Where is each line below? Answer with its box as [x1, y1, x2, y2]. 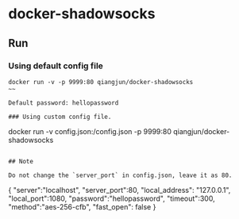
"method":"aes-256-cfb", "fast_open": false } [8, 202, 156, 211]
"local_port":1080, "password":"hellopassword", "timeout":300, [8, 194, 216, 203]
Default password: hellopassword [8, 98, 119, 107]
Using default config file [8, 60, 103, 71]
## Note [8, 157, 34, 165]
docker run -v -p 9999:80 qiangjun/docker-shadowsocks [8, 78, 194, 86]
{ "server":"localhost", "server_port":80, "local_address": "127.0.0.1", [8, 185, 231, 194]
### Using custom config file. [8, 113, 112, 121]
